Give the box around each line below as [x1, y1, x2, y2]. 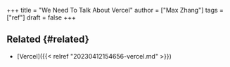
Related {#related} [6, 33, 89, 45]
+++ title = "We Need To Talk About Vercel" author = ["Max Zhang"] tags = [6, 6, 224, 14]
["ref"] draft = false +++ [6, 13, 77, 22]
